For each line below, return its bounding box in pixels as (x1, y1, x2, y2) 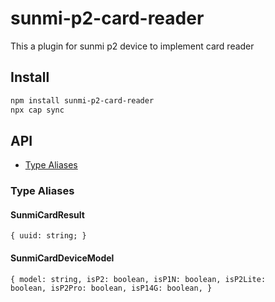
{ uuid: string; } (10, 231, 87, 241)
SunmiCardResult (10, 208, 85, 221)
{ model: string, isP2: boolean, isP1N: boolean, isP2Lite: (10, 274, 267, 284)
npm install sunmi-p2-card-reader (10, 95, 155, 106)
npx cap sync (10, 105, 65, 115)
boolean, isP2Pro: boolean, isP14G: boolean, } (10, 283, 213, 293)
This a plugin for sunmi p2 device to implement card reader (10, 40, 255, 52)
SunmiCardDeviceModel (10, 252, 115, 264)
